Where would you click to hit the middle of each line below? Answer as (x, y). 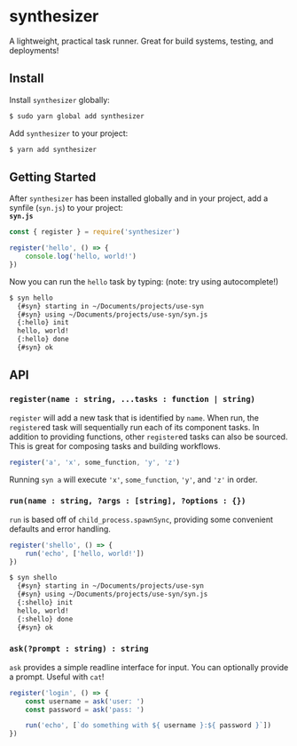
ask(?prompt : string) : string (79, 649)
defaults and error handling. (60, 529)
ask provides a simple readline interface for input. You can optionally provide (149, 667)
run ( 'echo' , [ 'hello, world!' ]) (85, 553)
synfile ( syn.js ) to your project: (66, 208)
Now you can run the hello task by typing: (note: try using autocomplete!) (144, 281)
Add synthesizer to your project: (69, 133)
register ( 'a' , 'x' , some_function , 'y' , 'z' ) (94, 462)
